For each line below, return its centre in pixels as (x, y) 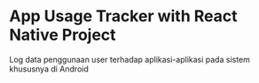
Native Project (63, 35)
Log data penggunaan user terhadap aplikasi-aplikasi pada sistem (130, 59)
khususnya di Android (49, 69)
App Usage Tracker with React (123, 16)
